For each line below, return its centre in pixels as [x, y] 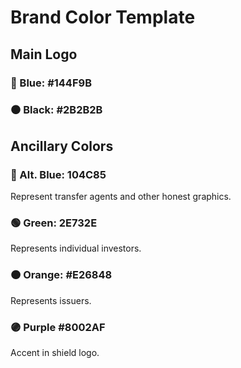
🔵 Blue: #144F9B [51, 83]
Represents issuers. [51, 300]
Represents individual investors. [76, 248]
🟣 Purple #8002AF [58, 327]
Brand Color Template [103, 17]
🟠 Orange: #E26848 [61, 275]
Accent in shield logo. [55, 352]
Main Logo [44, 54]
